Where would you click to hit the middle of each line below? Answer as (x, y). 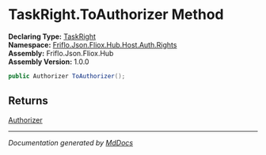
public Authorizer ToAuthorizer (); (67, 76)
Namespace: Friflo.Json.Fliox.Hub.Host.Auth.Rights (93, 44)
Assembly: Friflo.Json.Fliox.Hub (61, 53)
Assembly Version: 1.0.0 (49, 62)
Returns (28, 101)
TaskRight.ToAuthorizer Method (116, 15)
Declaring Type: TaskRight (52, 36)
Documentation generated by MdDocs (70, 142)
